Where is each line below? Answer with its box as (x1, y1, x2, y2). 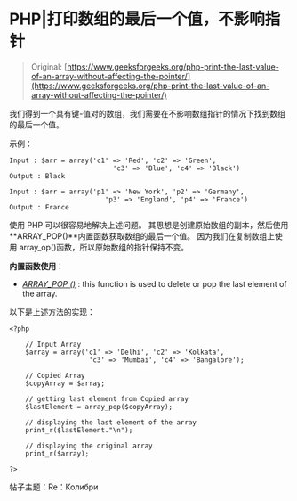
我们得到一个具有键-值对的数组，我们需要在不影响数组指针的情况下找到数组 (9, 108, 286, 119)
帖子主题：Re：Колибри (9, 481, 99, 492)
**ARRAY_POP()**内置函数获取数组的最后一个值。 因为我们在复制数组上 (9, 230, 276, 242)
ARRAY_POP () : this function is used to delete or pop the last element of (21, 278, 287, 289)
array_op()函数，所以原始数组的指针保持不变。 (19, 242, 189, 252)
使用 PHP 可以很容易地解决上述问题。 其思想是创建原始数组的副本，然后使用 (9, 219, 289, 230)
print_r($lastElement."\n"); (25, 425, 133, 434)
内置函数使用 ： (9, 260, 64, 271)
